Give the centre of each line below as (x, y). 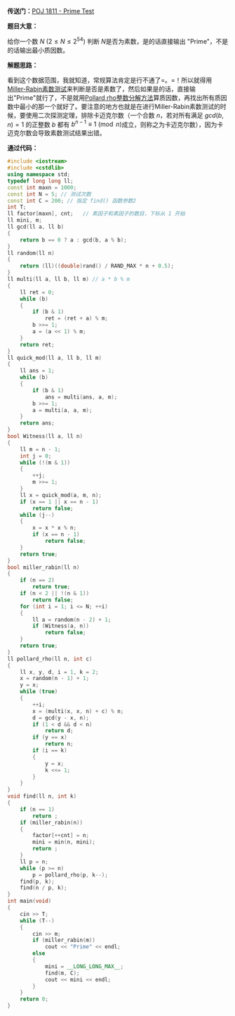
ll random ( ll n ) (31, 253)
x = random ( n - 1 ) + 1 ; (55, 679)
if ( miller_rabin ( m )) (64, 940)
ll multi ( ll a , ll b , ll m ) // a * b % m (69, 280)
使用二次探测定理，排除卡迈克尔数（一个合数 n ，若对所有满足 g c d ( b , (125, 115)
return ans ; (37, 423)
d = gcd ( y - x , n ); (61, 717)
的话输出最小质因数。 (38, 50)
